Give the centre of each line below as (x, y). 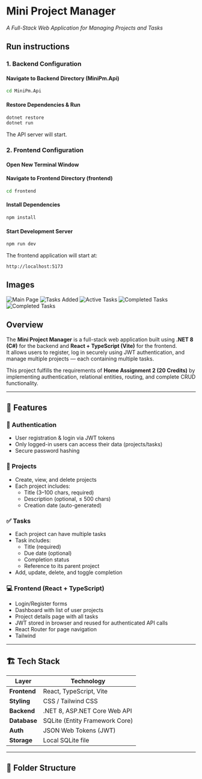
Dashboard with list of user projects (59, 610)
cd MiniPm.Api (24, 91)
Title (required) (42, 546)
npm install (21, 218)
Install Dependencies (33, 205)
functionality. (23, 383)
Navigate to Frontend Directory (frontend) (60, 178)
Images (20, 285)
